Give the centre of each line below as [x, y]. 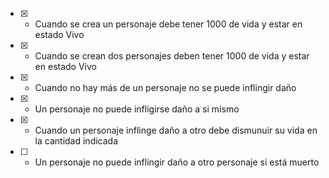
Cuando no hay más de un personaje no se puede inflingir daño [165, 87]
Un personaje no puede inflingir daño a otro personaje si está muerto [177, 162]
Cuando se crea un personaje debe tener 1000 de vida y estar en [168, 24]
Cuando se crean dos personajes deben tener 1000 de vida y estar [172, 56]
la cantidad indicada [76, 141]
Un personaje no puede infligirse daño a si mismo [137, 109]
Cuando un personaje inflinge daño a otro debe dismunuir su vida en [176, 130]
